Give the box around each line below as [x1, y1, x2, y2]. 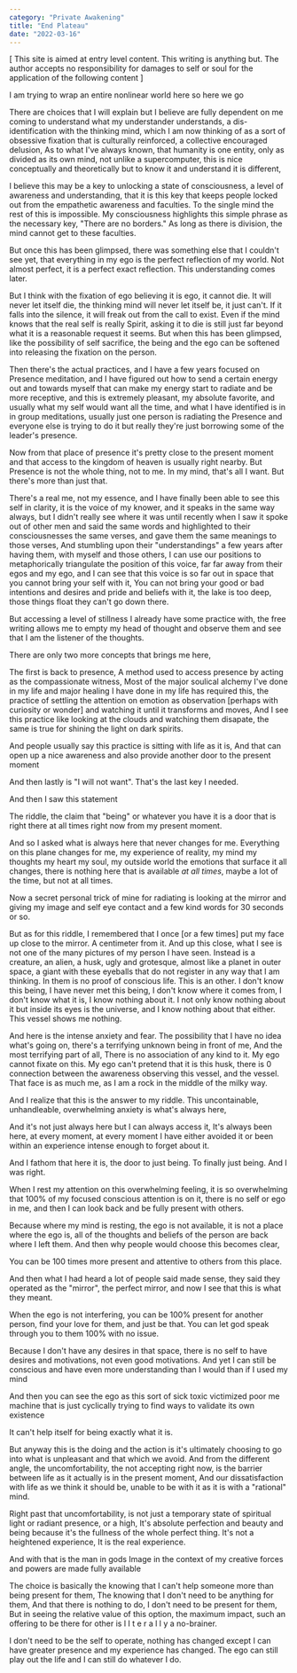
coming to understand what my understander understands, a [9, 116, 232, 127]
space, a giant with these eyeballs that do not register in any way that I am [9, 966, 281, 977]
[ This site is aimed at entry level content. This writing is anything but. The [9, 54, 279, 65]
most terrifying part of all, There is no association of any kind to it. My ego [9, 1049, 280, 1060]
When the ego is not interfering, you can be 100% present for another [9, 1309, 264, 1320]
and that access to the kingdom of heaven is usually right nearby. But [9, 457, 262, 467]
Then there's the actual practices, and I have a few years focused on [9, 365, 260, 375]
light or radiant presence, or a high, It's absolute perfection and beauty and [9, 1518, 284, 1528]
